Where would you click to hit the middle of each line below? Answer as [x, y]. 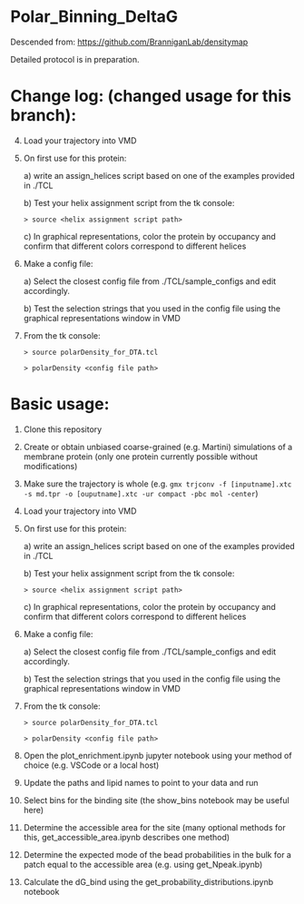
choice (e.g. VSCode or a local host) [91, 765]
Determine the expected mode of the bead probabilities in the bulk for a [157, 854]
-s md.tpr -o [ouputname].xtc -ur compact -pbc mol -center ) [141, 493]
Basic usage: [60, 404]
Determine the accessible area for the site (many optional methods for [154, 827]
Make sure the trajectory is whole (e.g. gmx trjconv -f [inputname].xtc [157, 484]
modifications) [50, 466]
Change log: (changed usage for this [151, 96]
